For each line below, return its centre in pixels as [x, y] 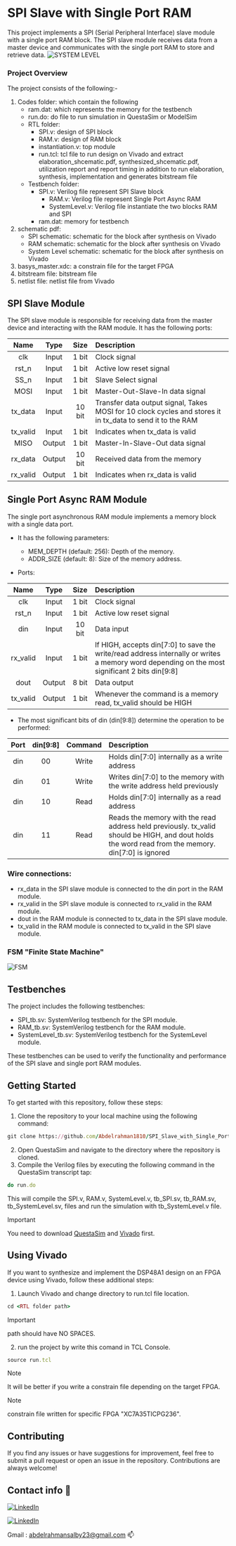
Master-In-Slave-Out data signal [150, 443]
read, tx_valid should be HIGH [143, 702]
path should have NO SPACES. [52, 1333]
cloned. [28, 1157]
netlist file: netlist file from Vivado [66, 281]
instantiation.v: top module [77, 147]
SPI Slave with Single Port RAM [99, 13]
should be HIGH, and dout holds [161, 835]
